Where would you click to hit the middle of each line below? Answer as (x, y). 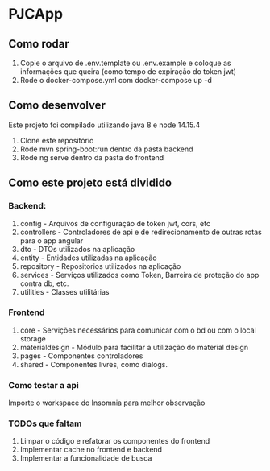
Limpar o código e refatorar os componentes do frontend (115, 441)
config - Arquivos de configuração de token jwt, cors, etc (115, 223)
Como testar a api (44, 385)
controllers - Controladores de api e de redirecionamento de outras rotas (141, 232)
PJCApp (35, 14)
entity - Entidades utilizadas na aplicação (88, 258)
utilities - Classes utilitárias (64, 291)
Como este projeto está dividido (90, 183)
